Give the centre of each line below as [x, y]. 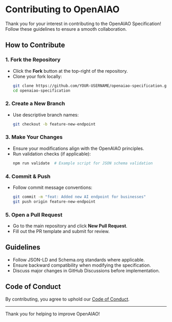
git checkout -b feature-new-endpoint [54, 124]
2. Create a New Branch [35, 103]
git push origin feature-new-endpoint [54, 201]
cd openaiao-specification [41, 91]
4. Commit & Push [28, 176]
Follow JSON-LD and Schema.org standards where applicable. [79, 260]
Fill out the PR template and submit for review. [61, 231]
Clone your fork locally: [37, 76]
